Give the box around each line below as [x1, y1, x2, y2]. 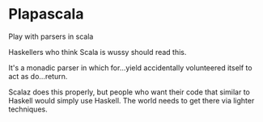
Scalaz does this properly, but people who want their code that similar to [8, 86, 251, 97]
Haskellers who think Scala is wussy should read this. [8, 47, 187, 57]
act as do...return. [8, 71, 68, 81]
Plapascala [8, 5, 84, 23]
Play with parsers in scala [8, 32, 94, 41]
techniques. [8, 104, 48, 114]
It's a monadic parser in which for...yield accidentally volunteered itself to [8, 62, 252, 73]
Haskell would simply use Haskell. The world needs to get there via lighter [8, 95, 255, 105]
